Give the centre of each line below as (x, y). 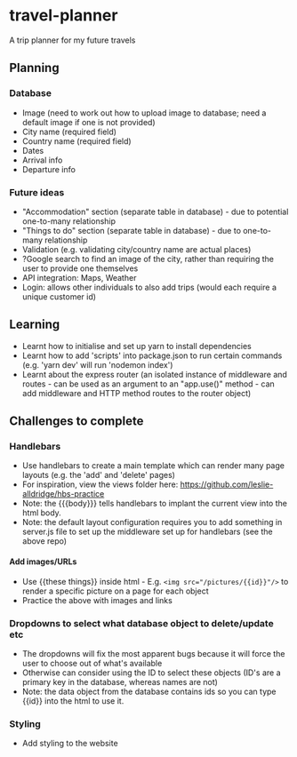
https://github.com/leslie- (227, 484)
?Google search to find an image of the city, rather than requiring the (148, 259)
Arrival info (42, 160)
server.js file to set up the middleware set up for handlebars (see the (147, 532)
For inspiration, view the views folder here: (100, 484)
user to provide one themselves (80, 268)
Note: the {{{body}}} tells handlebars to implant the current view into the (154, 504)
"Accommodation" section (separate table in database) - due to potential (155, 211)
